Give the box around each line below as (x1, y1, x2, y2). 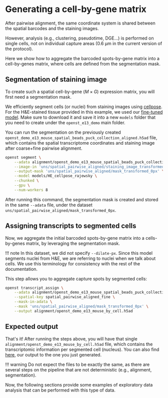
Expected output (5, 322, 58, 331)
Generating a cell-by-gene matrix (5, 4, 146, 15)
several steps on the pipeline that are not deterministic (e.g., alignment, (5, 366, 152, 372)
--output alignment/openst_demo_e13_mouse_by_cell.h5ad (14, 308, 133, 313)
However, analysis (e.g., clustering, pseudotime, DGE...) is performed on (5, 35, 154, 41)
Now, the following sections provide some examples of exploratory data (5, 381, 153, 387)
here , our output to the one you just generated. (5, 351, 101, 357)
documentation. (5, 266, 38, 272)
